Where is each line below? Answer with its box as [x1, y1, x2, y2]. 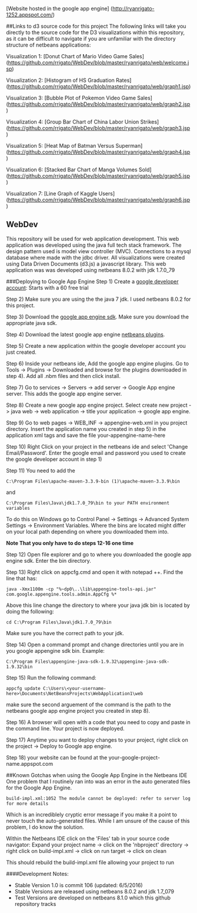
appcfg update [6, 685, 41, 691]
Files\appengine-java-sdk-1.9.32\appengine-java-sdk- [35, 659, 169, 665]
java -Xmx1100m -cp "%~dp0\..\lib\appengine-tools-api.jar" [6, 586, 157, 592]
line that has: [6, 575, 37, 582]
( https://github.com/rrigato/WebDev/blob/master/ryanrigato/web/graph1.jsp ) [6, 83, 191, 90]
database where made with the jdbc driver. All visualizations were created [6, 254, 185, 261]
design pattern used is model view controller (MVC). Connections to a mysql [6, 247, 191, 255]
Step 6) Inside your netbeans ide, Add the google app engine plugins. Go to [6, 360, 189, 367]
